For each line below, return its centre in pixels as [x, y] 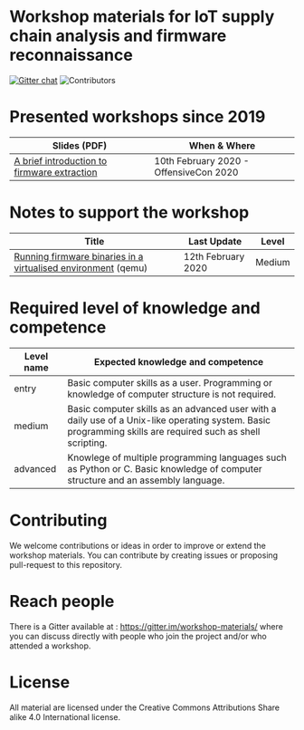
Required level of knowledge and [135, 308]
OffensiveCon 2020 [196, 172]
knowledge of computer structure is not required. [172, 394]
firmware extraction [56, 172]
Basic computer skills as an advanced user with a [172, 408]
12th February [214, 256]
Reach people [62, 601]
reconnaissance [71, 55]
